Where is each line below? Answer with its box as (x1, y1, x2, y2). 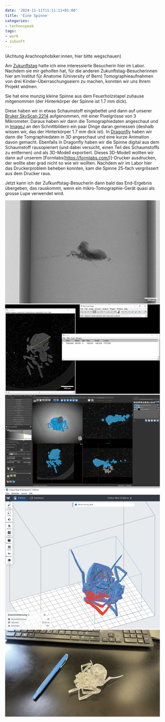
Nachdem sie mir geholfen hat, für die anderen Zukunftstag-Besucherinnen (5, 68, 158, 74)
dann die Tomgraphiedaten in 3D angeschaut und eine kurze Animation (5, 134, 149, 140)
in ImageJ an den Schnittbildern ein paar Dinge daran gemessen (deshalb (5, 123, 154, 129)
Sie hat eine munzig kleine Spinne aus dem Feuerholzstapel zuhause (5, 93, 144, 99)
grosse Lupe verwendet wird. (5, 190, 65, 196)
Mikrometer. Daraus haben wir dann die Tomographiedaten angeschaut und (5, 118, 159, 124)
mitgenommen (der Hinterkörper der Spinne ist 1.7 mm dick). (5, 98, 128, 104)
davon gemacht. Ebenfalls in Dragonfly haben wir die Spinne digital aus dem (5, 139, 160, 145)
